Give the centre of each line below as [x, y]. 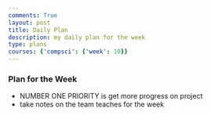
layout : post [29, 23]
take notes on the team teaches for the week [92, 104]
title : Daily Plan [38, 30]
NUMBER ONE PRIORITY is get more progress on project [111, 96]
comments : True [33, 15]
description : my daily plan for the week [77, 37]
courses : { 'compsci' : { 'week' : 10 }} [68, 52]
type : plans [27, 45]
